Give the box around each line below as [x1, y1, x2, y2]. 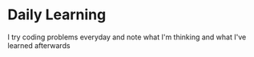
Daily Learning [7, 6, 107, 24]
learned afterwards [7, 40, 71, 50]
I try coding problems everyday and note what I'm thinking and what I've [7, 32, 247, 42]
